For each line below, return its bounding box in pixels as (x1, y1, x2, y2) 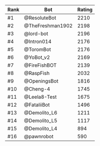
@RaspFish (24, 70, 50, 76)
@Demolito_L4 (24, 125, 57, 132)
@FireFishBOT (24, 62, 57, 69)
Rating (77, 6, 93, 13)
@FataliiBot (24, 102, 50, 108)
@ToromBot (24, 46, 51, 53)
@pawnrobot (24, 133, 54, 140)
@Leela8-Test (24, 93, 57, 100)
